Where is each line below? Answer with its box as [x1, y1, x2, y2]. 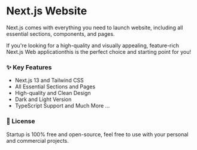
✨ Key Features [6, 63, 52, 71]
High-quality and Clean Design [14, 90, 91, 97]
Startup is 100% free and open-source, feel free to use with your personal [6, 130, 189, 138]
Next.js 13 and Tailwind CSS [14, 76, 84, 84]
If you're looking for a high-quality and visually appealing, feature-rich [6, 42, 180, 49]
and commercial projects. [6, 137, 69, 144]
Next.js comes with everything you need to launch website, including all [6, 24, 183, 31]
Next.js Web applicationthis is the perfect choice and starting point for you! [6, 48, 192, 55]
